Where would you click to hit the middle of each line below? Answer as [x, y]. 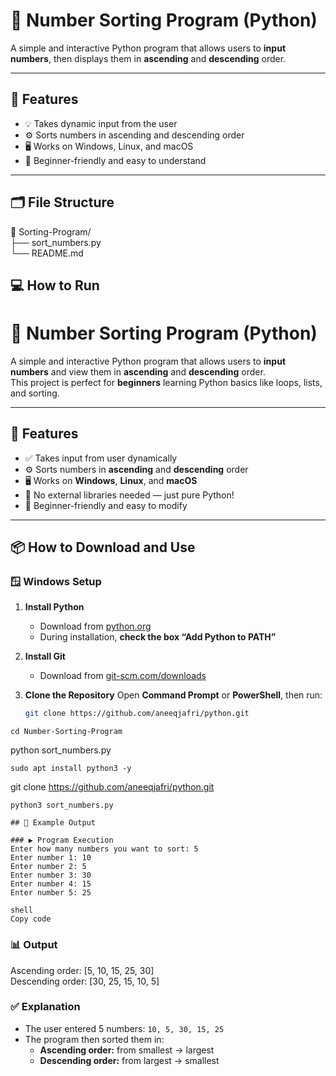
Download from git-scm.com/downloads [123, 676]
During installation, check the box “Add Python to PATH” [158, 637]
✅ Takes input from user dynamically [101, 458]
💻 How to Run [55, 285]
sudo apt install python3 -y [71, 769]
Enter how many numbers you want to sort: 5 [104, 849]
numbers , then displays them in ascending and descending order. [148, 58]
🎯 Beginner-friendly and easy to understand [115, 160]
